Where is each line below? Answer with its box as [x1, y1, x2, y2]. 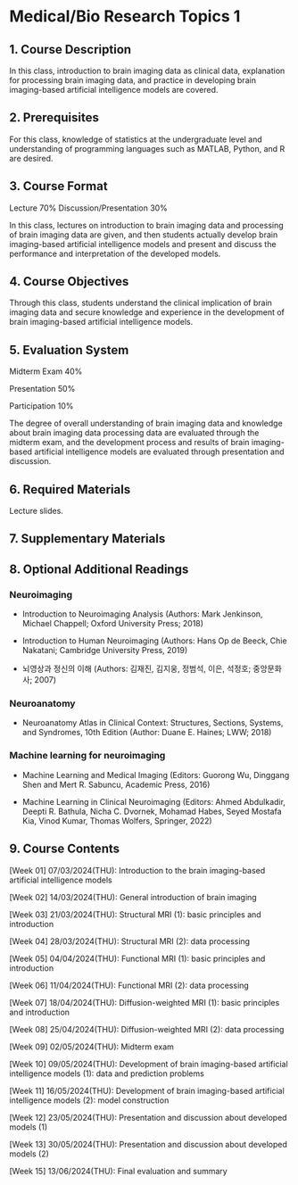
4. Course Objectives [9, 274, 129, 289]
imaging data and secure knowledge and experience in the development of [9, 307, 286, 318]
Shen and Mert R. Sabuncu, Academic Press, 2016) [21, 779, 211, 790]
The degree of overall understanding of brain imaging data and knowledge [9, 418, 283, 429]
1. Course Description [9, 42, 132, 57]
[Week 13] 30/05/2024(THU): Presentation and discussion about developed [9, 1139, 288, 1149]
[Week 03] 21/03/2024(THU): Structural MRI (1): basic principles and [9, 908, 261, 920]
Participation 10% [9, 401, 74, 411]
